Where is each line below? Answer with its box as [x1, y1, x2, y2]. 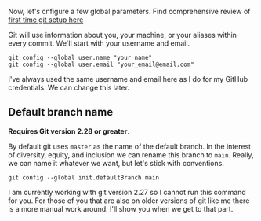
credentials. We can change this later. [8, 83, 130, 92]
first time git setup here [8, 15, 84, 24]
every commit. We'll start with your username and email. [8, 39, 190, 48]
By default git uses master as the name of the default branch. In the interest [8, 142, 252, 151]
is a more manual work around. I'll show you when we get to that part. [8, 204, 234, 213]
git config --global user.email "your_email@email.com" [8, 61, 194, 68]
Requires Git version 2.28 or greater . [8, 126, 129, 136]
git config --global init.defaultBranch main [8, 173, 159, 182]
